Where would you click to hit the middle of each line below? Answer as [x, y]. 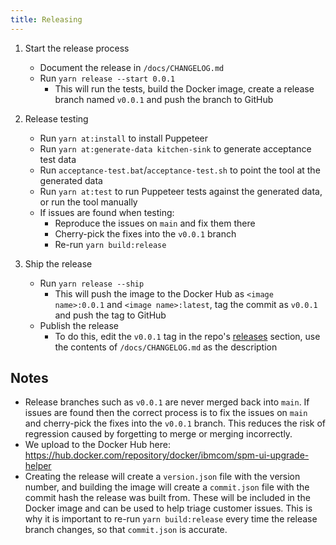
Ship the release [58, 263]
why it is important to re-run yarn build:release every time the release [171, 519]
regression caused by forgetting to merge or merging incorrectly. [158, 434]
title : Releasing [46, 19]
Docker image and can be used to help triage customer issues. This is [168, 508]
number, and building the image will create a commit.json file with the [167, 487]
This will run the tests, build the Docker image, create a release [184, 88]
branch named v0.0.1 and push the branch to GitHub [164, 99]
